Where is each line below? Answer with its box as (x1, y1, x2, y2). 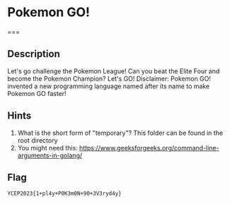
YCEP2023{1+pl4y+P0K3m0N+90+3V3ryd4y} (7, 190, 122, 198)
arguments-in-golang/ (17, 151, 83, 160)
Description (7, 48, 60, 60)
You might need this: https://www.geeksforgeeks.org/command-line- (17, 143, 219, 152)
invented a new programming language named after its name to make (7, 82, 210, 90)
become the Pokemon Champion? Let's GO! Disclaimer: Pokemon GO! (7, 74, 211, 83)
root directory (17, 136, 58, 145)
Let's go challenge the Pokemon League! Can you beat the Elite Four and (7, 66, 220, 75)
